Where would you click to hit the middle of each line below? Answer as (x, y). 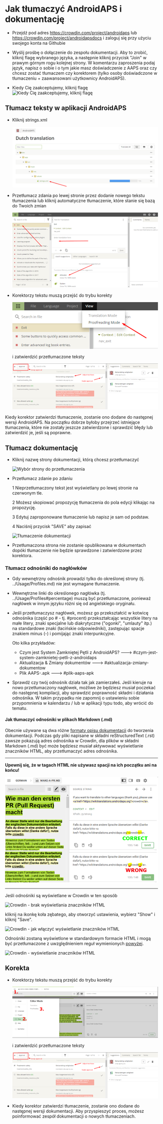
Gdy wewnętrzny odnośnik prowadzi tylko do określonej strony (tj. (78, 579)
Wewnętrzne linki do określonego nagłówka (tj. (59, 593)
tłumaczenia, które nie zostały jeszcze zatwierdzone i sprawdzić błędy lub (79, 427)
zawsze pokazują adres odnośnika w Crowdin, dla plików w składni (72, 741)
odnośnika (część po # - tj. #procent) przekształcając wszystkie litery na (85, 618)
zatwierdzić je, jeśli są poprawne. (38, 433)
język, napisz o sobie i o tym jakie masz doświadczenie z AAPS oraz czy (84, 68)
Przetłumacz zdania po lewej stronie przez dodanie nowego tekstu (78, 196)
